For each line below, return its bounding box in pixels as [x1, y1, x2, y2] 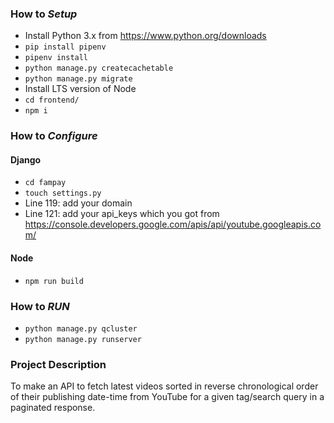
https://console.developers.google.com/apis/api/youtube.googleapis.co [24, 218, 322, 231]
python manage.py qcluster [24, 323, 138, 334]
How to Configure [10, 129, 98, 143]
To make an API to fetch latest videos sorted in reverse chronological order [10, 380, 319, 392]
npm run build [24, 276, 84, 286]
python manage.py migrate [24, 74, 133, 84]
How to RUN [10, 299, 70, 313]
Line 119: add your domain [24, 197, 133, 209]
